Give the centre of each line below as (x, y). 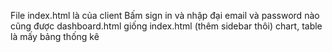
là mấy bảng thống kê (55, 36)
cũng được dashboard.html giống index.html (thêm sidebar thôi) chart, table (166, 26)
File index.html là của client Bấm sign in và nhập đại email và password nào (165, 15)
